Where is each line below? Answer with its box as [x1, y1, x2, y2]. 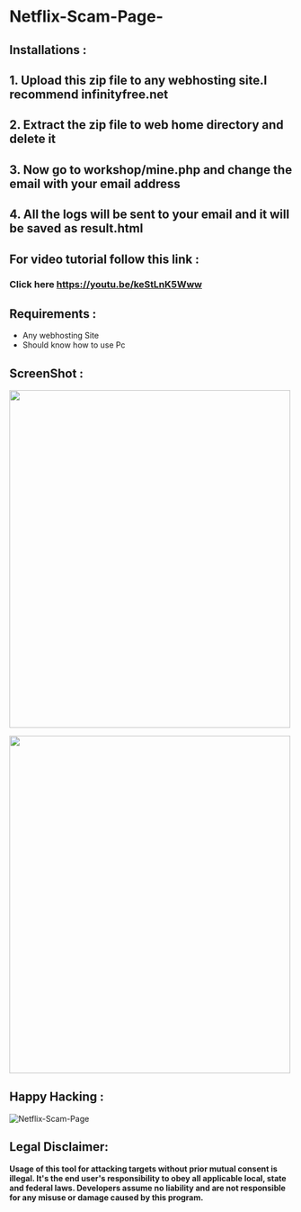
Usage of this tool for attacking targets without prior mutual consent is [9, 1163, 279, 1174]
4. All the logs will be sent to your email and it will [9, 207, 290, 222]
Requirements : [9, 306, 97, 321]
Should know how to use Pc [22, 339, 126, 350]
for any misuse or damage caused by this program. [9, 1191, 204, 1203]
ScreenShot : [9, 366, 84, 381]
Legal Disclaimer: [9, 1139, 110, 1154]
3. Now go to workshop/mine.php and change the [9, 162, 293, 177]
